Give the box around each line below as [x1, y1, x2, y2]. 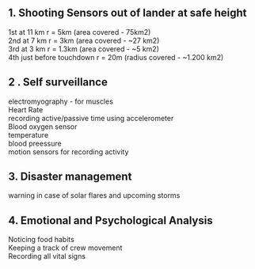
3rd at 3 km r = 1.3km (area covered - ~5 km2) [8, 44, 160, 54]
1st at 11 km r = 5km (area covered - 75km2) [8, 27, 151, 36]
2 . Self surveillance [8, 75, 108, 89]
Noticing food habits [8, 235, 75, 244]
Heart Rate [8, 104, 44, 114]
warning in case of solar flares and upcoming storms [8, 191, 181, 200]
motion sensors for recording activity [8, 146, 129, 157]
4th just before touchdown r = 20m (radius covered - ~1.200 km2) [8, 52, 224, 62]
